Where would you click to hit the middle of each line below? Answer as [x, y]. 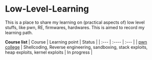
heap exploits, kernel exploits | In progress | [49, 52]
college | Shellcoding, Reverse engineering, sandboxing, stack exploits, [76, 47]
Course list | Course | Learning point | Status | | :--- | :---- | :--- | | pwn [76, 42]
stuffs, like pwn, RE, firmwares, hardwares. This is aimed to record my [75, 27]
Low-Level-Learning [47, 9]
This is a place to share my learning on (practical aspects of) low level [75, 22]
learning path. [19, 32]
